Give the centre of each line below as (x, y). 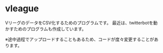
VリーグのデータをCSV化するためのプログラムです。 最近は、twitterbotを (79, 23)
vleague (22, 9)
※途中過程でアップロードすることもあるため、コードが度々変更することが (80, 39)
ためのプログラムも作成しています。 (50, 29)
